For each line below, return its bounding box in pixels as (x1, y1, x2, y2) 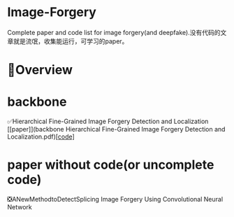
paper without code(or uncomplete (7, 157, 214, 173)
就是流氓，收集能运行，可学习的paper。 (13, 36, 129, 45)
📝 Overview (7, 62, 73, 78)
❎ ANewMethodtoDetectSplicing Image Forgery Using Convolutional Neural (7, 195, 224, 203)
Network (7, 203, 33, 211)
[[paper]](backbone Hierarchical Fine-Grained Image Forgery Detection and (7, 125, 226, 134)
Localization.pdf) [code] (7, 132, 75, 141)
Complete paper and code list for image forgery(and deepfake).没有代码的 (7, 28, 221, 36)
